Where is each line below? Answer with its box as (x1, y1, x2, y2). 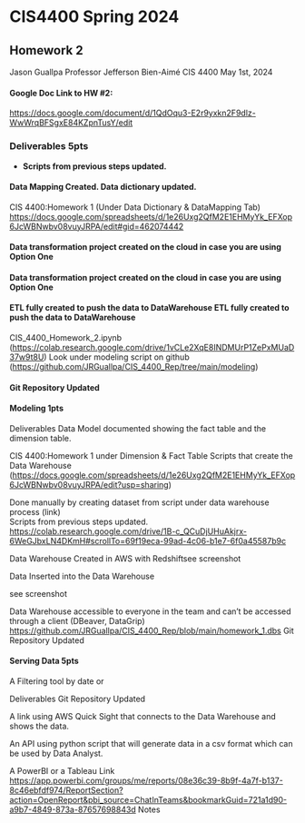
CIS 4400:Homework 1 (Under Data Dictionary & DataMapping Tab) (9, 202, 261, 213)
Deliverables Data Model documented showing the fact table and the (9, 422, 266, 433)
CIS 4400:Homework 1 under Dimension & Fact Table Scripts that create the (9, 450, 293, 461)
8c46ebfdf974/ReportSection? (9, 785, 124, 796)
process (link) (9, 506, 61, 517)
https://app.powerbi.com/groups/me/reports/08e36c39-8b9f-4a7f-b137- (9, 775, 283, 787)
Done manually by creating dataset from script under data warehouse (9, 497, 270, 508)
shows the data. (9, 720, 70, 732)
